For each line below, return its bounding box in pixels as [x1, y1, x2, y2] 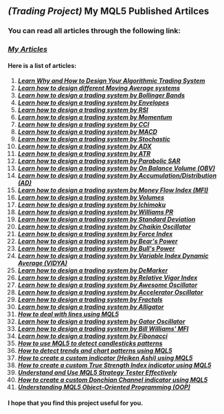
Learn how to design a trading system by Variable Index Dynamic [17, 252, 209, 260]
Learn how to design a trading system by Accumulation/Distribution [17, 172, 217, 180]
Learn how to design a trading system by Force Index [17, 230, 173, 238]
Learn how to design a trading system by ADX [17, 142, 152, 150]
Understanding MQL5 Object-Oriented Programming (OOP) [17, 383, 191, 391]
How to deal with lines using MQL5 [17, 310, 120, 319]
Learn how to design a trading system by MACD [17, 128, 157, 136]
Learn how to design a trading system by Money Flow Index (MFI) [17, 186, 209, 194]
